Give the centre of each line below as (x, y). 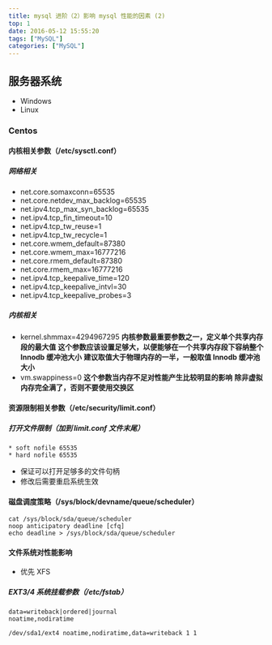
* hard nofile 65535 (43, 455)
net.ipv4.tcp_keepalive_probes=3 (76, 295)
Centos (23, 131)
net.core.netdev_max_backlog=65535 (83, 200)
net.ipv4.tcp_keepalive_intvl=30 (73, 287)
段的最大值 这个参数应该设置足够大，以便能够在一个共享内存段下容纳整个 (142, 347)
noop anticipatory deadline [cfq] (67, 527)
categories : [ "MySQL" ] (47, 46)
